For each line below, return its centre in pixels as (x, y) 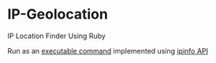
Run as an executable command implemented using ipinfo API (108, 51)
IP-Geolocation (58, 14)
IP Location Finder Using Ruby (56, 36)
